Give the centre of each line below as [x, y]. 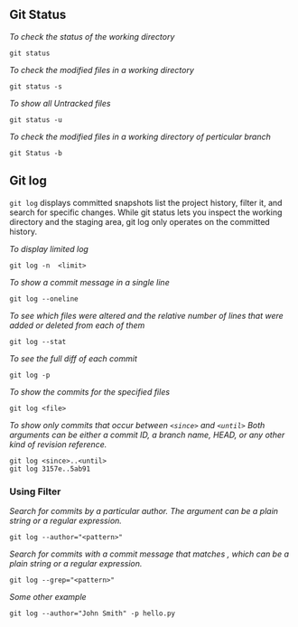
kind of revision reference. [58, 444]
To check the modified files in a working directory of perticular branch [140, 136]
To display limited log [49, 248]
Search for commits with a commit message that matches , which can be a [149, 554]
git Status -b [36, 153]
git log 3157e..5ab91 [50, 469]
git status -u [36, 120]
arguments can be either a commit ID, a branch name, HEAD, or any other [147, 435]
